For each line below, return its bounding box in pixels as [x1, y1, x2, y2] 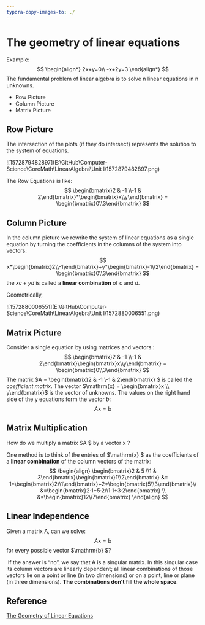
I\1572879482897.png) [103, 165, 160, 173]
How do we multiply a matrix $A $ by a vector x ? [6, 439, 130, 446]
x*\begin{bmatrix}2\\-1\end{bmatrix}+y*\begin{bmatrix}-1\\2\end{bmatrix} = [6, 263, 199, 271]
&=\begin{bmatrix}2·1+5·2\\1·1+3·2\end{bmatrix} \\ [39, 486, 166, 494]
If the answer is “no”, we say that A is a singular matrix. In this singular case [7, 558, 198, 565]
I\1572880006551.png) [103, 309, 160, 317]
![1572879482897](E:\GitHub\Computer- [6, 159, 108, 166]
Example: [6, 56, 30, 63]
